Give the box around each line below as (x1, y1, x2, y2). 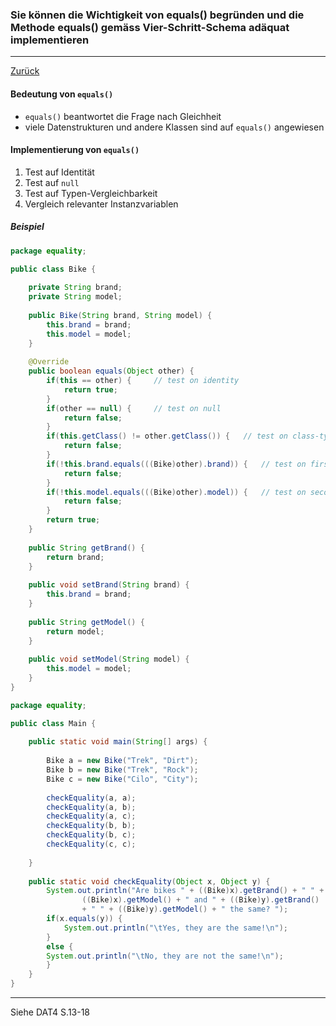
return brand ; (46, 552, 105, 562)
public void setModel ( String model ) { (28, 654, 190, 665)
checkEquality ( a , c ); (46, 811, 137, 822)
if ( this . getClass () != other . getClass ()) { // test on (46, 431, 289, 442)
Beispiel (10, 221, 45, 233)
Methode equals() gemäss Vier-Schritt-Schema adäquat (10, 20, 290, 34)
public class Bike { (10, 264, 97, 274)
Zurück (10, 65, 40, 77)
